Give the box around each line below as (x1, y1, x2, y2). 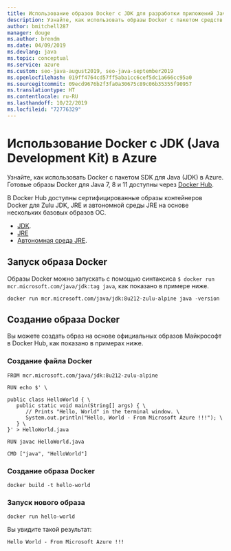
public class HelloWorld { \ (7, 396, 91, 403)
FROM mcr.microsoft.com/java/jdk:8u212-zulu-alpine (7, 372, 158, 379)
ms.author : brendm (7, 36, 60, 43)
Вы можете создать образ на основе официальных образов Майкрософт (7, 332, 222, 341)
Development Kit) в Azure (7, 150, 157, 166)
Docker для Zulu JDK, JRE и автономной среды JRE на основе (7, 201, 189, 209)
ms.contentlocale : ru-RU (7, 94, 78, 100)
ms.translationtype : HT (7, 87, 76, 94)
